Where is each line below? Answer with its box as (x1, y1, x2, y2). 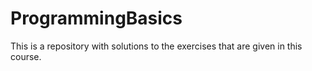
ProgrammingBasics (10, 7, 183, 30)
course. (10, 50, 42, 62)
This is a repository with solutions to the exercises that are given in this (10, 40, 303, 52)
